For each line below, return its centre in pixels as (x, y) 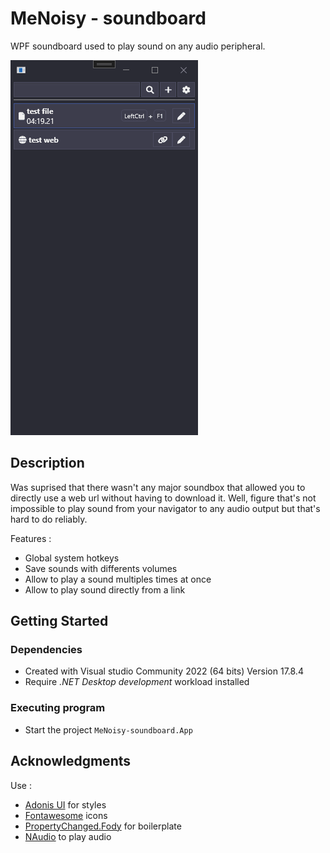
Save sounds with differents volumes (101, 568)
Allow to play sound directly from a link (105, 589)
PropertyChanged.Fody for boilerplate (103, 826)
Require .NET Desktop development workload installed (137, 682)
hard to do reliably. (49, 519)
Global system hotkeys (72, 558)
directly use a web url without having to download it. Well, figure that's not (163, 498)
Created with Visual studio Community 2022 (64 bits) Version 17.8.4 (164, 671)
